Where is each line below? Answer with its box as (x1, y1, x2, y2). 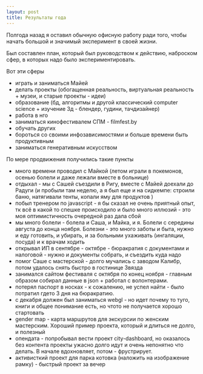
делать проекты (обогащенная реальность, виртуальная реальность (15, 85, 194, 93)
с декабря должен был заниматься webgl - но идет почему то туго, (15, 296, 190, 303)
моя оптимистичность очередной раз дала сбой (15, 212, 141, 219)
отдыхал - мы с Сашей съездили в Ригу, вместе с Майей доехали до (15, 180, 194, 187)
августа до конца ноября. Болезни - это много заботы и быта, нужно (15, 225, 194, 232)
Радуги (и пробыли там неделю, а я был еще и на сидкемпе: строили (15, 186, 195, 194)
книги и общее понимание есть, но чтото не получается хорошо (15, 302, 182, 310)
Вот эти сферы (6, 67, 44, 75)
